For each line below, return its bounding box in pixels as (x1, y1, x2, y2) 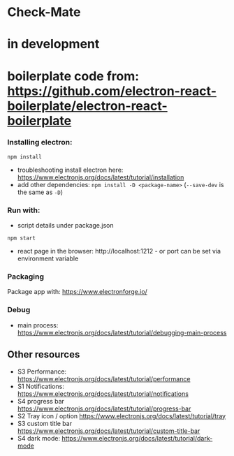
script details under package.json (17, 221, 114, 230)
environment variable (17, 254, 79, 263)
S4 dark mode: (17, 434, 61, 442)
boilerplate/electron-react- (7, 98, 168, 114)
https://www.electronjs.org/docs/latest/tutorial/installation (17, 172, 184, 182)
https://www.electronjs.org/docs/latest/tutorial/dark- (61, 434, 213, 442)
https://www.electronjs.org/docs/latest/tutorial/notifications (17, 389, 189, 398)
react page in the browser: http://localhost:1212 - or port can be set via (17, 247, 221, 256)
